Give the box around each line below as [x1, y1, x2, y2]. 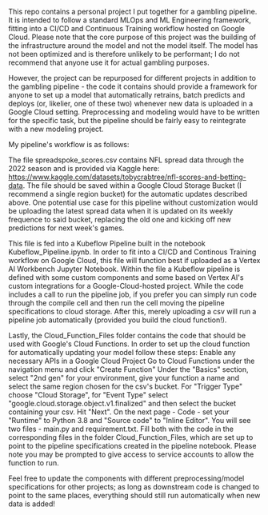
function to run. [8, 458, 59, 467]
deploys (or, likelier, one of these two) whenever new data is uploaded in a [8, 99, 254, 108]
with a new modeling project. [8, 124, 104, 134]
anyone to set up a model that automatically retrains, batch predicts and [8, 90, 246, 99]
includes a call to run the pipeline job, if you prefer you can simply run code [8, 289, 258, 299]
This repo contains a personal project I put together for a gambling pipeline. [8, 7, 258, 16]
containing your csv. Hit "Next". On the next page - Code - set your [8, 407, 230, 417]
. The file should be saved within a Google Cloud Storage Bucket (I [22, 181, 242, 190]
